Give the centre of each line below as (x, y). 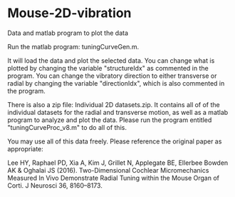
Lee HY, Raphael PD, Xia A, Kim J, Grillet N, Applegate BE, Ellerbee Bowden (118, 163)
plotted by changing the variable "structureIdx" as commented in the (108, 68)
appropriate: (26, 148)
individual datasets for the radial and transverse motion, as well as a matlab (118, 112)
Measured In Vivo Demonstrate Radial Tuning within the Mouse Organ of (113, 178)
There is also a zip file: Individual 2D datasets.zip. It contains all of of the (114, 104)
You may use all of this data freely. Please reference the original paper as (115, 141)
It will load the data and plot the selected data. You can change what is (111, 60)
